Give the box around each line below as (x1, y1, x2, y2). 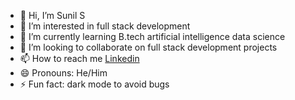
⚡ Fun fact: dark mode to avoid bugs (19, 78, 170, 90)
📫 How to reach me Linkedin (19, 53, 140, 64)
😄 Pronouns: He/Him (19, 67, 108, 79)
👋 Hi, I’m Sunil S (19, 10, 86, 21)
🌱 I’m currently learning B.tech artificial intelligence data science (19, 31, 286, 42)
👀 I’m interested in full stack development (19, 20, 191, 32)
